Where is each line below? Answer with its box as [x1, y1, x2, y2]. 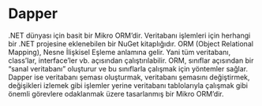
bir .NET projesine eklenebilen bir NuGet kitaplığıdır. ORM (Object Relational [8, 38, 254, 48]
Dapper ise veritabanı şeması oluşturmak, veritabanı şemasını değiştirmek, [8, 72, 250, 82]
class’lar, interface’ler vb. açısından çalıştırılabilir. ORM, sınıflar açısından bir [8, 56, 254, 65]
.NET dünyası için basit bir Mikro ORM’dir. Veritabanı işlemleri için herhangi [8, 31, 251, 40]
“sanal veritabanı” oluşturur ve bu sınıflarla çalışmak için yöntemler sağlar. [8, 64, 249, 73]
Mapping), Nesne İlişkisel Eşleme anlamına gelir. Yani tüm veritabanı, [8, 47, 231, 57]
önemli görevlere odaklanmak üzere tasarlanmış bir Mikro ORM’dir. [8, 89, 224, 98]
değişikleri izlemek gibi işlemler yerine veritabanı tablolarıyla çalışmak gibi [8, 80, 249, 90]
